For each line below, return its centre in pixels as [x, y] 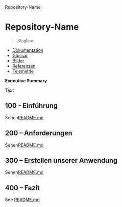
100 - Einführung [31, 106]
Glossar [20, 55]
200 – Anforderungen [39, 133]
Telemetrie [23, 71]
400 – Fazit [23, 188]
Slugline [25, 40]
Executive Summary [26, 80]
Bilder [18, 61]
